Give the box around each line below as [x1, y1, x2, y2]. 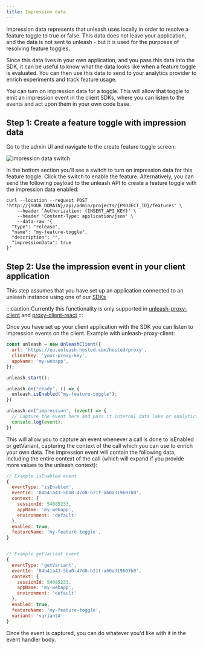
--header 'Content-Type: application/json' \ [17, 213, 134, 219]
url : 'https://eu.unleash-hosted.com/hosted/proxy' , [11, 347, 147, 354]
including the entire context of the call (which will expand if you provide [6, 454, 184, 462]
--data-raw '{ [17, 219, 53, 225]
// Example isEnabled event [6, 473, 77, 479]
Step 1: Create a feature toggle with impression [6, 118, 186, 128]
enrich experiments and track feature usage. [6, 76, 117, 83]
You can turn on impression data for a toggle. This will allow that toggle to [6, 87, 190, 94]
